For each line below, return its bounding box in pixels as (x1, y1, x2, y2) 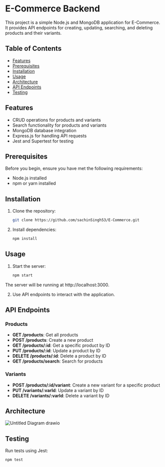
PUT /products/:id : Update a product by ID (12, 348, 101, 354)
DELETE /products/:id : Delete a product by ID (12, 353, 107, 359)
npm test (5, 458, 23, 463)
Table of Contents (5, 44, 62, 53)
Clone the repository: (12, 208, 56, 214)
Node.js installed (12, 175, 47, 181)
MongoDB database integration (12, 127, 77, 133)
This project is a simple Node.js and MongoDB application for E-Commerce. (5, 19, 161, 25)
